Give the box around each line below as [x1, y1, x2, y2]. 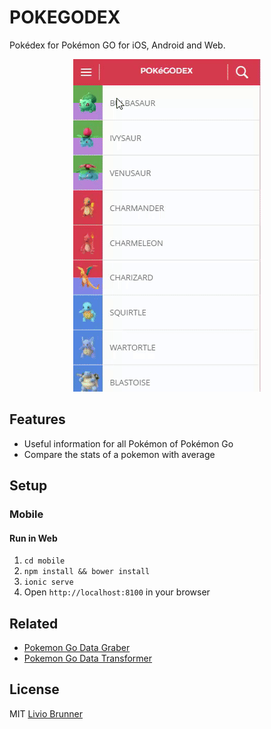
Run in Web [9, 532, 58, 544]
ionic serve [23, 577, 74, 588]
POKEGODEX [9, 6, 121, 29]
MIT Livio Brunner [9, 707, 83, 720]
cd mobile [23, 556, 66, 566]
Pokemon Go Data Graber [23, 642, 131, 654]
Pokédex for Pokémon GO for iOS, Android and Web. [9, 39, 226, 51]
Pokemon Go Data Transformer [23, 652, 153, 665]
